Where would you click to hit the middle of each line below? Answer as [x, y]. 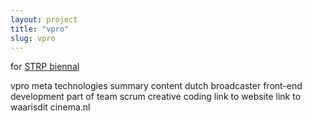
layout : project [44, 19]
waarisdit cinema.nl [50, 107]
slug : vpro [33, 38]
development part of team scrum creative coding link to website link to [156, 97]
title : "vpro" [40, 29]
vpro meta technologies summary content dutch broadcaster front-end [156, 86]
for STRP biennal [45, 67]
